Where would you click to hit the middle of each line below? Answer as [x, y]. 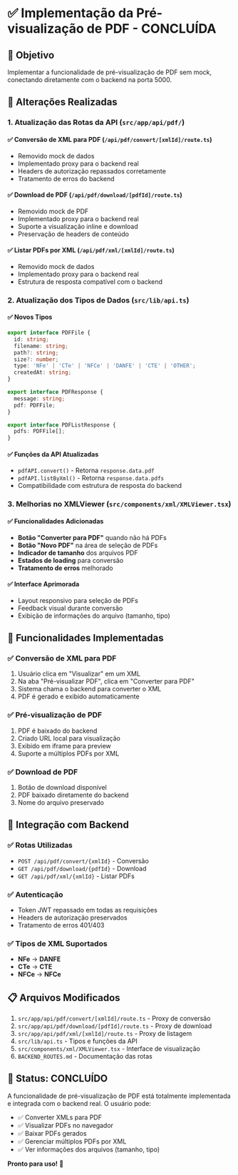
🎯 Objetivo [31, 55]
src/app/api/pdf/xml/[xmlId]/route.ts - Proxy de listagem [105, 1034]
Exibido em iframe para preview [64, 746]
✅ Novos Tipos [30, 317]
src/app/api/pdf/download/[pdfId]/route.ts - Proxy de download [115, 1026]
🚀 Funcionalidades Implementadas [86, 638]
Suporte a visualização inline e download [78, 226]
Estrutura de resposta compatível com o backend [90, 281]
